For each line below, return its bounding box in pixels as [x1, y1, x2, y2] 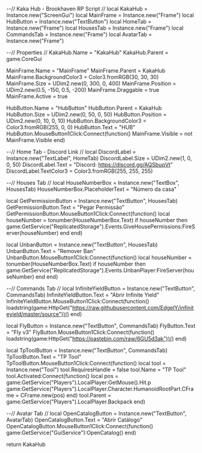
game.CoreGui [6, 56, 42, 62]
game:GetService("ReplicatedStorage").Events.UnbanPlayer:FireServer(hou [6, 267, 194, 274]
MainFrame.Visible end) [6, 137, 65, 144]
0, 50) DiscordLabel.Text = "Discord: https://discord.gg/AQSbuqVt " [6, 161, 173, 168]
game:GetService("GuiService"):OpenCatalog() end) [6, 429, 137, 436]
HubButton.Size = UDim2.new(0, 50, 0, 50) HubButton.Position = [6, 111, 167, 118]
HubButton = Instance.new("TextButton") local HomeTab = [6, 18, 152, 25]
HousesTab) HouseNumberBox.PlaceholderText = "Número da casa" [6, 185, 177, 193]
